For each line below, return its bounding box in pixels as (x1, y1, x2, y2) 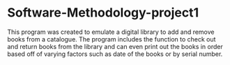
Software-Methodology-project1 (7, 5, 199, 21)
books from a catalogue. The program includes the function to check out (7, 35, 216, 43)
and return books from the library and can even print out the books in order (7, 42, 223, 50)
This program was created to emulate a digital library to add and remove (7, 28, 215, 36)
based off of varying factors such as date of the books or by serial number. (7, 50, 223, 58)
